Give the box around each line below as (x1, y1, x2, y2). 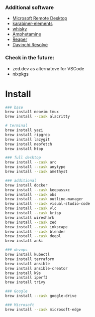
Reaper (12, 36, 27, 42)
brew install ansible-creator (5, 266, 68, 271)
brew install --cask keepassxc (5, 187, 70, 192)
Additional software (5, 4, 54, 11)
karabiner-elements (12, 20, 53, 26)
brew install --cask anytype (5, 164, 66, 169)
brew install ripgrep (5, 132, 50, 137)
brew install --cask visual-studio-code (5, 201, 91, 206)
